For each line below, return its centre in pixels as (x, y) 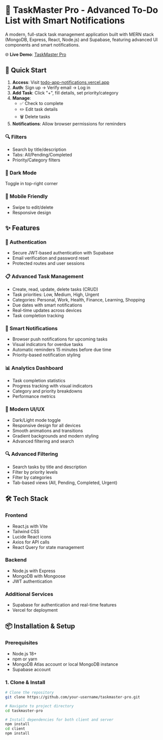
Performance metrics (34, 396)
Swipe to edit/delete (33, 207)
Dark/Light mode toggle (36, 420)
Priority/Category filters (36, 160)
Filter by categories (32, 477)
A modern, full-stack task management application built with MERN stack (80, 34)
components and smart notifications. (42, 45)
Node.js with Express (34, 571)
